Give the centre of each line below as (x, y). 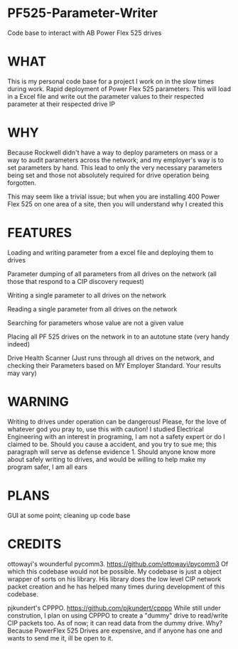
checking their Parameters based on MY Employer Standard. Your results (114, 365)
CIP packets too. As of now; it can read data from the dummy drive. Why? (115, 623)
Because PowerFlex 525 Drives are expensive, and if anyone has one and (115, 630)
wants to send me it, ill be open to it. (60, 638)
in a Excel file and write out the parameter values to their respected (106, 96)
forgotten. (22, 182)
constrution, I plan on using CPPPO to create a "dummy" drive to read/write (118, 615)
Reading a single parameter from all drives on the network (92, 309)
